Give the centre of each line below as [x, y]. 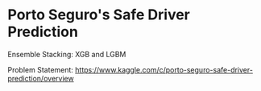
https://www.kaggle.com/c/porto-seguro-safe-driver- [164, 69]
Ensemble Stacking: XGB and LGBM [67, 54]
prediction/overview [41, 78]
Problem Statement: [41, 69]
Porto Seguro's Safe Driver [99, 15]
